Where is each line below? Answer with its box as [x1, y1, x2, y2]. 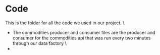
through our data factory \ [12, 40, 67, 46]
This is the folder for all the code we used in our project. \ [5, 20, 125, 26]
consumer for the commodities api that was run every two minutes [12, 35, 151, 41]
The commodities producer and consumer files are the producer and [12, 29, 155, 35]
